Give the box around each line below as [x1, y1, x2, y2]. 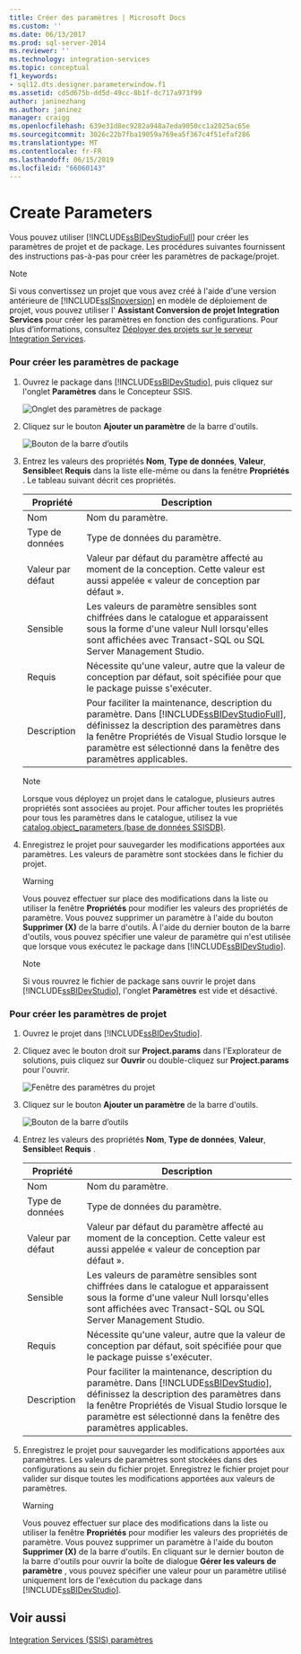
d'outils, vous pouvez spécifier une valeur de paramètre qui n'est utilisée [21, 931, 291, 942]
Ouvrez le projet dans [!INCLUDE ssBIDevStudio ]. [21, 1028, 203, 1039]
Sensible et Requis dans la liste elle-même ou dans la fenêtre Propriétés [21, 464, 289, 476]
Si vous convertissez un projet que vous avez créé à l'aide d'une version [9, 286, 277, 296]
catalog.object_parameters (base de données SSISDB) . [21, 821, 227, 832]
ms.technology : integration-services [9, 55, 150, 64]
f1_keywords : [9, 72, 58, 81]
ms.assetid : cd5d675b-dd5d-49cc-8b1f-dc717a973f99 [9, 88, 202, 97]
